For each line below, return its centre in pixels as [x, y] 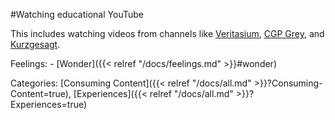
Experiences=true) [49, 104]
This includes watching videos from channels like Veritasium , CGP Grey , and [167, 33]
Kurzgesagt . [35, 44]
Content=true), [41, 93]
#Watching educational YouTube [77, 14]
